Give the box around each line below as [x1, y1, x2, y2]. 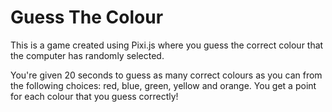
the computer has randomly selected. [10, 49, 165, 61]
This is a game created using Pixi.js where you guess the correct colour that [10, 39, 324, 51]
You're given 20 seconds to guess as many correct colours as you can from [10, 69, 323, 81]
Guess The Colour [10, 6, 164, 29]
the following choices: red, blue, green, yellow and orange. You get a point [10, 79, 317, 91]
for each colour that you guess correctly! [10, 90, 179, 102]
